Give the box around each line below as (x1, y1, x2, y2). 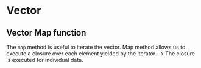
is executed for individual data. (6, 57, 83, 63)
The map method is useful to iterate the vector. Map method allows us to (6, 43, 186, 51)
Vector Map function (6, 28, 86, 38)
